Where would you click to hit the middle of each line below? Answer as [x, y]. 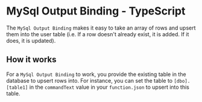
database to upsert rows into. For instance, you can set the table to [90, 80]
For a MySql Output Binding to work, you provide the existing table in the [96, 74]
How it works [31, 59]
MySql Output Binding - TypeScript [96, 11]
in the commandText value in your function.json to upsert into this [109, 87]
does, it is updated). [31, 40]
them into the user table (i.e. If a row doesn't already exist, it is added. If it [98, 34]
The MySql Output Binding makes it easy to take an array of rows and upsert [101, 28]
